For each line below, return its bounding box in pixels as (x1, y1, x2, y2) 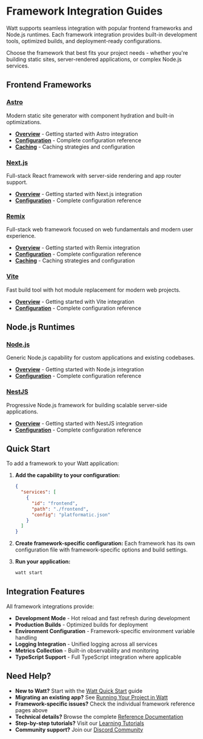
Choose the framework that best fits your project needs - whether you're (6, 49, 188, 56)
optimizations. (6, 118, 42, 125)
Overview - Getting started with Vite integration (15, 298, 135, 305)
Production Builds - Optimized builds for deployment (15, 621, 148, 628)
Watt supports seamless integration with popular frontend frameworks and (6, 24, 193, 32)
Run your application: (15, 558, 71, 566)
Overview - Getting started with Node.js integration (15, 366, 144, 373)
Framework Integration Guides (6, 4, 163, 18)
